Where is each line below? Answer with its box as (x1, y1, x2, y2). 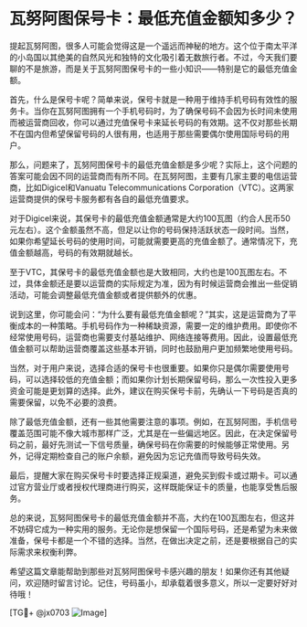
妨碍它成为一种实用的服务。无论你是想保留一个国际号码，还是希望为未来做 (16, 523, 298, 535)
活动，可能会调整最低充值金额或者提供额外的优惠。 (9, 289, 202, 300)
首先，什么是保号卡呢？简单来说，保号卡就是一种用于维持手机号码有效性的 (9, 93, 290, 105)
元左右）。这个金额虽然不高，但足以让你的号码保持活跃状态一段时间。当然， (9, 224, 294, 235)
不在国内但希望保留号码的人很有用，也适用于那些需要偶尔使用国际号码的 (9, 128, 281, 139)
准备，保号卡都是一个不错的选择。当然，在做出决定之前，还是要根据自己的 (9, 535, 290, 546)
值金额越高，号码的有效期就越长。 (9, 247, 138, 258)
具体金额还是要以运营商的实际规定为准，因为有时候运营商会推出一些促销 (25, 278, 298, 289)
